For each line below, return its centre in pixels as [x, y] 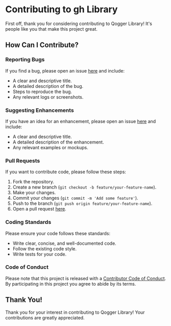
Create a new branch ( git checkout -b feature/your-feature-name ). [84, 187]
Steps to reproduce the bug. [42, 91]
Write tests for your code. [40, 254]
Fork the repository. [33, 182]
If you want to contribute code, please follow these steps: [66, 172]
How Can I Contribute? [42, 45]
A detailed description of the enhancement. [58, 142]
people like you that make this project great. [52, 29]
